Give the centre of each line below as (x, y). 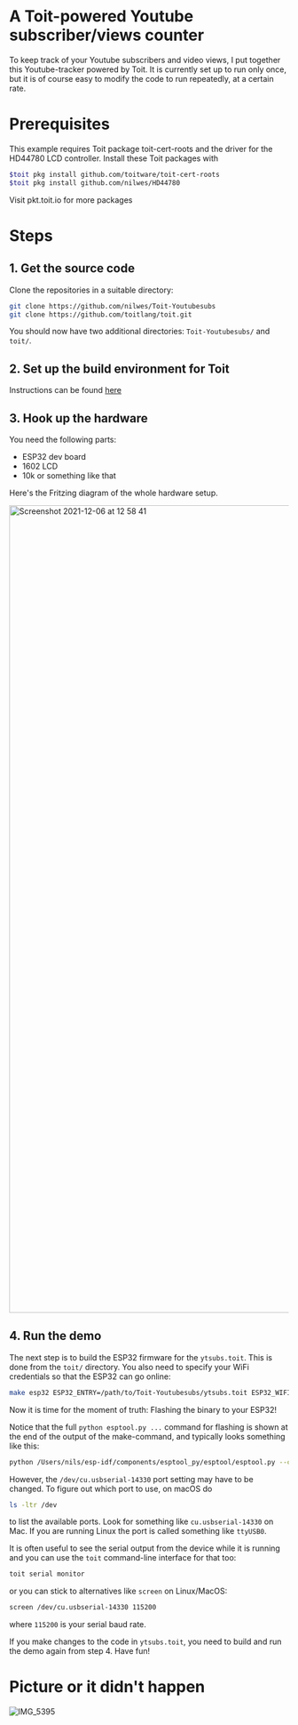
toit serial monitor (47, 1574)
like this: (24, 1446)
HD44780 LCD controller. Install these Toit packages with (114, 158)
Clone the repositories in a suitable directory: (91, 290)
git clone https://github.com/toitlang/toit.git (101, 314)
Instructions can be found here (66, 390)
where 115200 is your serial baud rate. (78, 1625)
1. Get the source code (72, 269)
